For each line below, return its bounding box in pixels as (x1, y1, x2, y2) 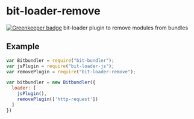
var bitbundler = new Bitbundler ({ (6, 79, 96, 85)
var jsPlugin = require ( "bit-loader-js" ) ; (6, 63, 114, 69)
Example (6, 41, 40, 52)
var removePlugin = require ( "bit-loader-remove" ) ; (6, 69, 136, 75)
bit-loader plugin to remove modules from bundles (63, 24, 189, 31)
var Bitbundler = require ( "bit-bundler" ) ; (6, 57, 114, 64)
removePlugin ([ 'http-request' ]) (17, 96, 98, 102)
